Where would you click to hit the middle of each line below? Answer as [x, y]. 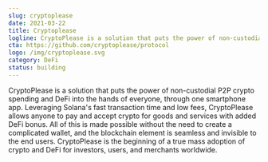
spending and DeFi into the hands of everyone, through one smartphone [127, 99]
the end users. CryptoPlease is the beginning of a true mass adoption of [127, 141]
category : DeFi [33, 61]
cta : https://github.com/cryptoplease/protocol [89, 45]
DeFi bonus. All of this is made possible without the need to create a [120, 124]
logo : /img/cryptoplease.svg [57, 53]
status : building [37, 68]
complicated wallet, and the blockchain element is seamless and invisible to [132, 132]
